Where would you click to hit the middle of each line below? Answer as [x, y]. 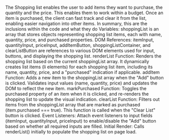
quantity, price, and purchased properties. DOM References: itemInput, [80, 40]
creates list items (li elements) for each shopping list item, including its [79, 67]
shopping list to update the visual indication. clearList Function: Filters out [82, 99]
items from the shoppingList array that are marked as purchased [73, 105]
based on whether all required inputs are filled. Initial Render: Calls [75, 126]
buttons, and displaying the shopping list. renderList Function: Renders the [83, 56]
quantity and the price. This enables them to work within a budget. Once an [84, 13]
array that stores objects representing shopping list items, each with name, [84, 34]
